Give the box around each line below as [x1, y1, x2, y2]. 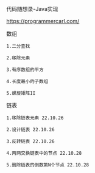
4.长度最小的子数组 [6, 78, 49, 84]
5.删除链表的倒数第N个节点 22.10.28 [6, 162, 90, 168]
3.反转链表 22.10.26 [6, 138, 55, 144]
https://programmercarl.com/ [6, 18, 80, 24]
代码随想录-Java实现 [6, 5, 58, 12]
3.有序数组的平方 [6, 67, 44, 73]
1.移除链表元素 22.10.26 [6, 115, 64, 121]
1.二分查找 [6, 43, 30, 49]
